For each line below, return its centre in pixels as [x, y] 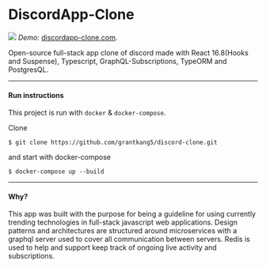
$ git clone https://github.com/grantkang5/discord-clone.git [113, 143]
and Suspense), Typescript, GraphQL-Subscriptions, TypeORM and [118, 61]
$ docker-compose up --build [56, 172]
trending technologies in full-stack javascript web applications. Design [123, 222]
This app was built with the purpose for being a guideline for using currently [132, 214]
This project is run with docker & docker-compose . [87, 113]
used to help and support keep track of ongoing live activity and [113, 247]
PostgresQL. [28, 70]
